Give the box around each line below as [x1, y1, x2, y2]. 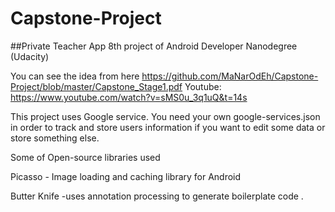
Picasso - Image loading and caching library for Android [10, 170, 242, 182]
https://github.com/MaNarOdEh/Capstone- [141, 70, 319, 82]
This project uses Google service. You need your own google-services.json [10, 110, 321, 122]
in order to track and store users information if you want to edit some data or [10, 121, 326, 133]
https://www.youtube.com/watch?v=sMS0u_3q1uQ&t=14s [10, 91, 248, 103]
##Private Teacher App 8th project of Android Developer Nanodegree [10, 40, 298, 52]
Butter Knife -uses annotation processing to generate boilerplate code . [10, 190, 304, 202]
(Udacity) [10, 50, 50, 62]
